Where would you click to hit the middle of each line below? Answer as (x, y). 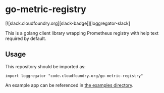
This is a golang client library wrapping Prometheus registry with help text (82, 33)
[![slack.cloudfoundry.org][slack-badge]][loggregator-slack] (68, 23)
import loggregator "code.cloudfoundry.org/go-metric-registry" (74, 76)
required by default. (26, 38)
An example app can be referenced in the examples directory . (69, 85)
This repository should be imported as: (45, 66)
